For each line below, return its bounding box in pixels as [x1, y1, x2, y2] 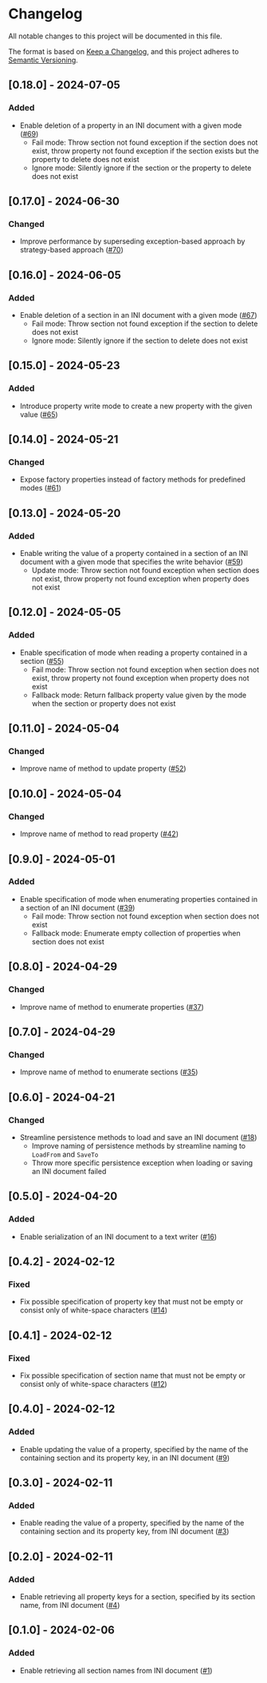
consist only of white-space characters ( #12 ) [19, 1379, 167, 1388]
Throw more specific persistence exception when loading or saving [31, 1157, 253, 1167]
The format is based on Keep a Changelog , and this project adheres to [8, 46, 239, 56]
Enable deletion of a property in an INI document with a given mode [19, 121, 242, 130]
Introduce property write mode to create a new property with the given [19, 401, 253, 411]
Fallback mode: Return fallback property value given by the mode [31, 690, 247, 700]
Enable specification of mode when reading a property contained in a [19, 648, 248, 657]
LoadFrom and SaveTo [31, 1149, 99, 1159]
